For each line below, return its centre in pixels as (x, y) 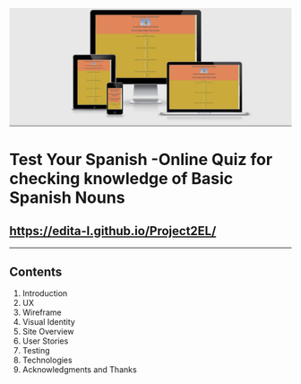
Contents (36, 271)
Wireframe (42, 312)
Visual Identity (49, 321)
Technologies (47, 360)
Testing (36, 350)
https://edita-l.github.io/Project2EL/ (113, 231)
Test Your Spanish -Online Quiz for (141, 160)
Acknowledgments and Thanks (79, 369)
